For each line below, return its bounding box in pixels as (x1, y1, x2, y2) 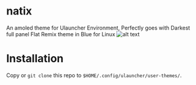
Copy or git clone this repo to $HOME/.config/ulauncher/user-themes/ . (6, 71, 182, 79)
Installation (6, 52, 64, 66)
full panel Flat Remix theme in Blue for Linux (6, 30, 116, 37)
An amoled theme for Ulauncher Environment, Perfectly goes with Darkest (6, 24, 191, 31)
